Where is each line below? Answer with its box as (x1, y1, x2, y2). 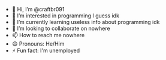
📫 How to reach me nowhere (11, 32, 85, 38)
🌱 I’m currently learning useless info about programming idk (11, 19, 160, 25)
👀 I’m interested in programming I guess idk (11, 12, 120, 19)
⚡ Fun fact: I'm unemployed (11, 47, 80, 54)
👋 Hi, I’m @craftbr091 (11, 6, 65, 13)
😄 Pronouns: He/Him (11, 40, 65, 47)
